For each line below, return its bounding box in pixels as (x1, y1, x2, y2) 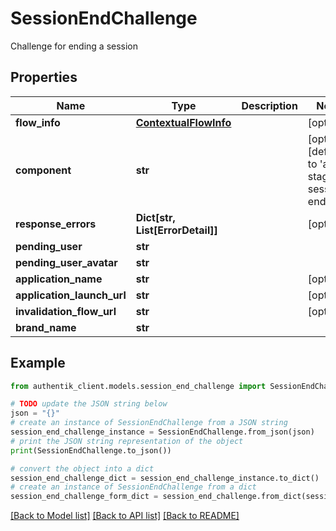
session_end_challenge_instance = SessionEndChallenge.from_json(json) (10, 427, 315, 437)
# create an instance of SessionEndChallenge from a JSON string (10, 418, 288, 428)
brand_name (15, 320, 77, 334)
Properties (10, 69, 78, 86)
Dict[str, (135, 210, 176, 224)
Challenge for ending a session (10, 40, 139, 52)
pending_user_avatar (15, 255, 118, 269)
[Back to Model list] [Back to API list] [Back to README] (10, 510, 240, 522)
